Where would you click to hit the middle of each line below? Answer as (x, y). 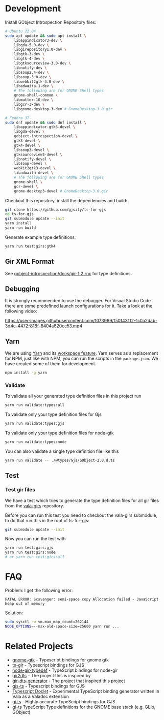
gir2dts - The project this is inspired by (51, 675)
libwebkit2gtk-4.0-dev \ (39, 82)
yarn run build (21, 228)
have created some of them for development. (51, 364)
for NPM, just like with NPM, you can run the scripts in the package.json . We (82, 359)
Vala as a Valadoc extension (40, 696)
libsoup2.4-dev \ (32, 72)
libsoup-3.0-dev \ (33, 77)
